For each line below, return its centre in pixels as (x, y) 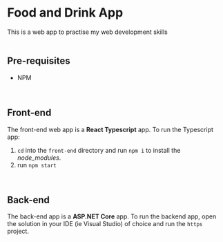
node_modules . (39, 158)
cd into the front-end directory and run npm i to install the (99, 150)
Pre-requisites (39, 61)
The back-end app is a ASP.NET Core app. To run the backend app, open (112, 216)
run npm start (37, 165)
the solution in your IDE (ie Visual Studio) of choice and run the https (105, 224)
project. (18, 231)
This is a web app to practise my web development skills (87, 32)
